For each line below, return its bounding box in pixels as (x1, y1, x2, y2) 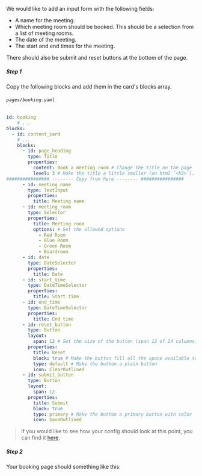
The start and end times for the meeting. (14, 42, 115, 49)
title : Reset (32, 349, 66, 355)
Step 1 (6, 67, 22, 75)
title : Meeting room (32, 221, 85, 227)
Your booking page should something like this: (6, 463, 121, 471)
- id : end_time (22, 299, 61, 305)
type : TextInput (28, 187, 69, 193)
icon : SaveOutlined (32, 417, 82, 423)
